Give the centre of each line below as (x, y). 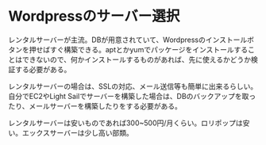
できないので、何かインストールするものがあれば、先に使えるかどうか (137, 59)
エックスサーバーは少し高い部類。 (77, 132)
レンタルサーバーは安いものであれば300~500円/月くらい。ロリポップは (126, 123)
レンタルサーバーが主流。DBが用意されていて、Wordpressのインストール (128, 40)
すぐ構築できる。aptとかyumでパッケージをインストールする (149, 49)
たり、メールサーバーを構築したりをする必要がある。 (95, 106)
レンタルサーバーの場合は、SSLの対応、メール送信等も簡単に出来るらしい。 (133, 86)
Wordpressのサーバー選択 (94, 16)
